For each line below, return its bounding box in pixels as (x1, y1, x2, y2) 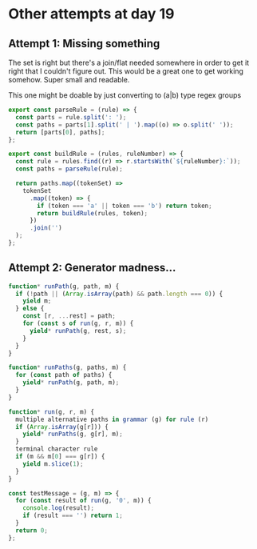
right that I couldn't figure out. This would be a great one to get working (8, 66, 243, 76)
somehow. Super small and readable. (8, 75, 130, 84)
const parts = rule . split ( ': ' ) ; (15, 113, 127, 121)
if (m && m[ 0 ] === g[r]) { (15, 453, 105, 461)
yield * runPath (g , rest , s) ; (29, 327, 127, 335)
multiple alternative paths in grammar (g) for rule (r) (15, 415, 209, 423)
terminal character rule (15, 445, 98, 453)
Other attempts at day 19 (8, 5, 175, 23)
